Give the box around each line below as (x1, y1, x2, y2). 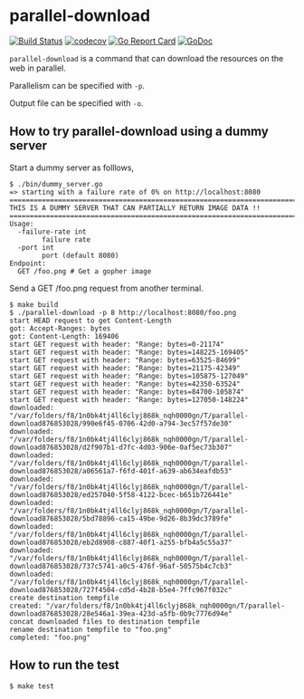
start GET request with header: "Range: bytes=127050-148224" (9, 395, 249, 404)
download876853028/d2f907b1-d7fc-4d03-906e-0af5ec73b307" (9, 443, 233, 452)
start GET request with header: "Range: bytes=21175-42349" (9, 363, 242, 372)
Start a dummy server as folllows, (9, 162, 134, 173)
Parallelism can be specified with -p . (9, 80, 145, 91)
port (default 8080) (42, 251, 119, 260)
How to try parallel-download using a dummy (9, 124, 269, 139)
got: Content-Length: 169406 (9, 331, 119, 340)
